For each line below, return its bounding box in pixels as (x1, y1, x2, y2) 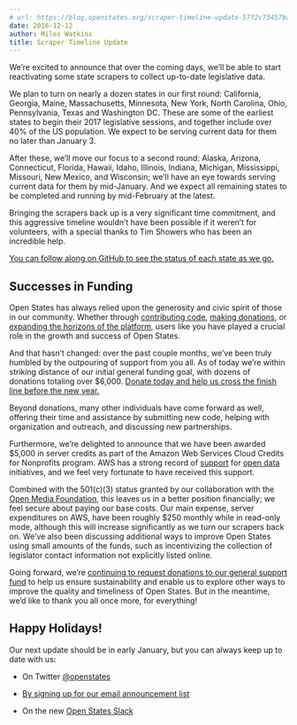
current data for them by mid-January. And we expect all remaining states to (9, 181, 287, 191)
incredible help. (9, 236, 66, 246)
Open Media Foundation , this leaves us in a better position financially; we (9, 494, 276, 504)
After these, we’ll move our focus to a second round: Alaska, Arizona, (9, 152, 262, 164)
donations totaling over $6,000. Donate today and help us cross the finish (9, 376, 277, 386)
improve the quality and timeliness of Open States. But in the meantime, (9, 586, 270, 596)
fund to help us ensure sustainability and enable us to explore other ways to (9, 577, 286, 588)
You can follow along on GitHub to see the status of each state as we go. (9, 253, 274, 264)
